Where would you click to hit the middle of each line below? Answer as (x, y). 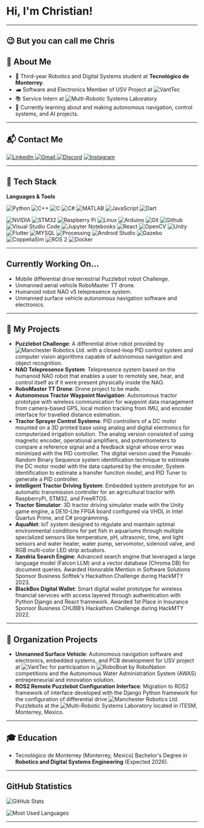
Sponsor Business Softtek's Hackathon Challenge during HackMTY (99, 576)
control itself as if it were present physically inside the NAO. (90, 382)
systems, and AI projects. (47, 114)
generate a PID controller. (47, 479)
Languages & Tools (31, 196)
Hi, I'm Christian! (49, 11)
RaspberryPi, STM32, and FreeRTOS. (61, 498)
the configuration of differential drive (61, 699)
